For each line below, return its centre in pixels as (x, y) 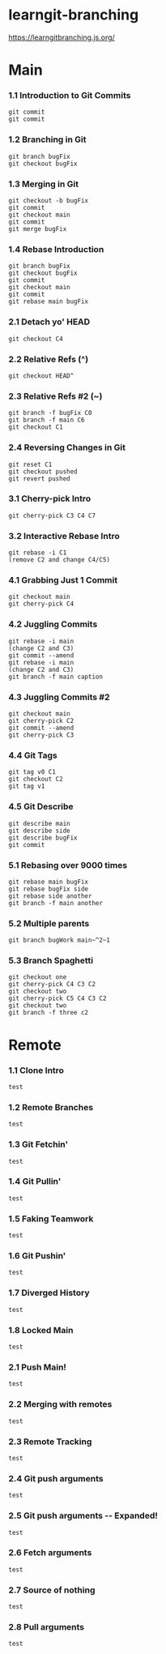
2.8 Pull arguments (47, 1627)
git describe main (39, 823)
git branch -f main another (56, 903)
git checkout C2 (36, 780)
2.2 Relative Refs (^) (49, 359)
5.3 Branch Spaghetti (51, 960)
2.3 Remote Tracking (50, 1442)
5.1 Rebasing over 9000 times (68, 865)
